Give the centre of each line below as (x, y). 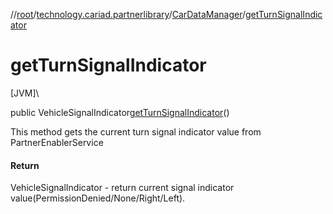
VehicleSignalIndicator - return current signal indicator (122, 188)
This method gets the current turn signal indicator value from (136, 131)
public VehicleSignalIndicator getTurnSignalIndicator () (120, 112)
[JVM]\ (25, 93)
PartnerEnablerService (57, 142)
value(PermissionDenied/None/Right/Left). (98, 198)
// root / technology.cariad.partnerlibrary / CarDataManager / (128, 14)
